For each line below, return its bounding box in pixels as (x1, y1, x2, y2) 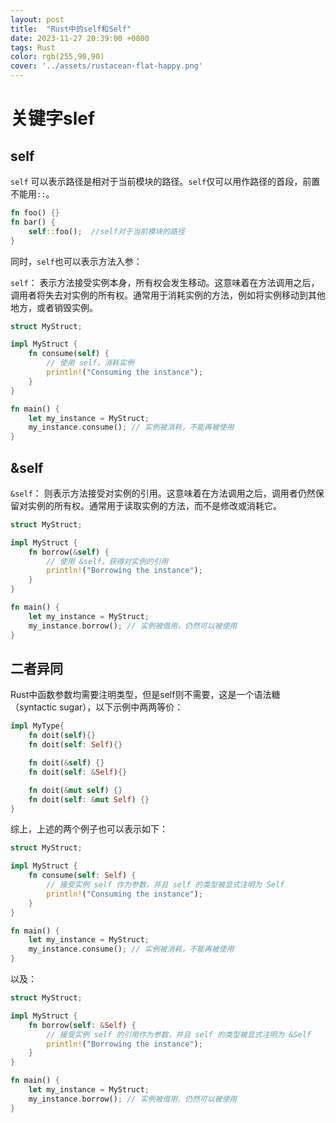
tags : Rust (10, 42, 56, 53)
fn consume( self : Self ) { (28, 871, 137, 881)
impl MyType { (10, 721, 65, 731)
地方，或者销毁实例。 (10, 301, 98, 313)
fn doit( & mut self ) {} (28, 785, 123, 795)
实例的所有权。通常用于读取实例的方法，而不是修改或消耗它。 (27, 499, 282, 511)
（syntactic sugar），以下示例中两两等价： (10, 701, 184, 713)
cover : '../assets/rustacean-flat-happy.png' (10, 61, 203, 71)
